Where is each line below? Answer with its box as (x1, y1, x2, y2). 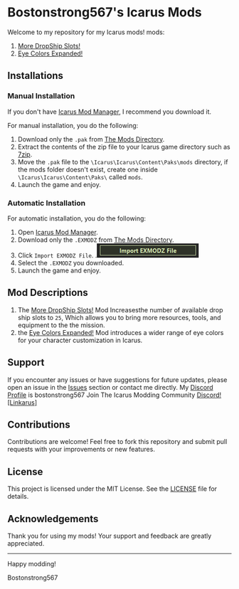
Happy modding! (7, 559, 57, 568)
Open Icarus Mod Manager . (17, 228, 98, 236)
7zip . (17, 150, 33, 159)
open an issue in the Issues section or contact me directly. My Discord (7, 383, 213, 391)
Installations (7, 70, 64, 82)
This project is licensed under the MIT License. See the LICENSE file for (7, 484, 218, 493)
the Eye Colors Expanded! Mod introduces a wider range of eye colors (17, 328, 224, 336)
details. (7, 492, 29, 501)
